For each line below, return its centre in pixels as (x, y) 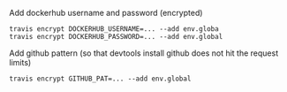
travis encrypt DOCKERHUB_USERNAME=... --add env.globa (114, 29)
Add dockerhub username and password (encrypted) (106, 13)
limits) (20, 62)
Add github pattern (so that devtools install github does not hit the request (144, 53)
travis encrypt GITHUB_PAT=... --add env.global (100, 79)
